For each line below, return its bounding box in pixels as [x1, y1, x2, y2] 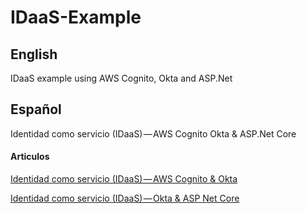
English [10, 46, 58, 63]
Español [10, 101, 62, 118]
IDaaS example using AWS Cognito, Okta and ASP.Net [10, 72, 233, 84]
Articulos [10, 151, 50, 163]
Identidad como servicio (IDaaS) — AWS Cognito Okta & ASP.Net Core [10, 127, 297, 140]
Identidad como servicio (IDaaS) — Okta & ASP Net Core [10, 192, 240, 205]
